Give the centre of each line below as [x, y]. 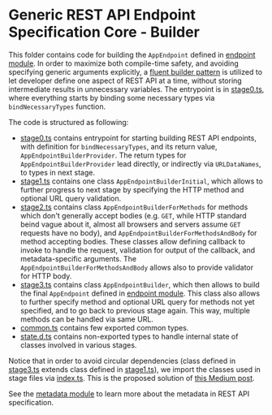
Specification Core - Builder [104, 32]
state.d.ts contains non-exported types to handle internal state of [129, 336]
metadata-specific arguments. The [78, 258]
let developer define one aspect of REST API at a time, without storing [125, 80]
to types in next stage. [58, 172]
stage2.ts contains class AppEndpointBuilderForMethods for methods [134, 207]
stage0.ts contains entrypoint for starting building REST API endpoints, [138, 138]
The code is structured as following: [69, 122]
